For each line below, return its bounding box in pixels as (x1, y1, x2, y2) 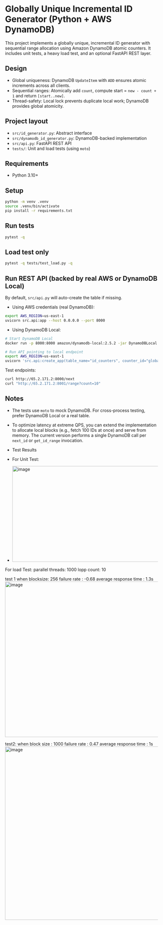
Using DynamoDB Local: (12, 326, 61, 333)
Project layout (5, 117, 49, 126)
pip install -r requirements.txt (5, 208, 73, 213)
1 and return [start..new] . (12, 93, 65, 98)
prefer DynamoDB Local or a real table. (12, 412, 90, 418)
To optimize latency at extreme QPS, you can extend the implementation (12, 422, 157, 428)
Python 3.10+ (12, 172, 39, 178)
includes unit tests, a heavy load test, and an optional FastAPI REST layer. (5, 50, 152, 56)
